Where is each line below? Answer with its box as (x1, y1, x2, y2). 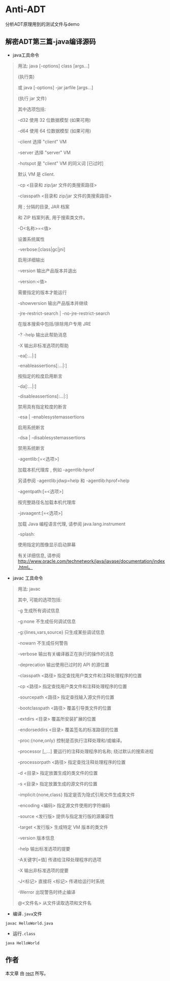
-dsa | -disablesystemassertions (17, 434, 86, 440)
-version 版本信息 (17, 835, 55, 841)
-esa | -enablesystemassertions (17, 414, 85, 420)
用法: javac (17, 586, 41, 592)
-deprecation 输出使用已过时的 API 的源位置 (17, 661, 110, 668)
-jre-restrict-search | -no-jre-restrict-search (17, 310, 110, 316)
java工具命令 (12, 52, 40, 58)
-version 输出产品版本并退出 (17, 268, 77, 274)
